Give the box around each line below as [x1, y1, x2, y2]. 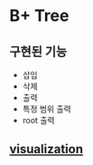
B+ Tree [9, 5, 70, 26]
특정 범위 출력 [22, 103, 71, 114]
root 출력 [22, 115, 55, 125]
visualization [9, 141, 84, 157]
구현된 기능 [9, 44, 68, 59]
